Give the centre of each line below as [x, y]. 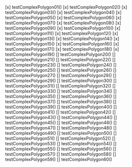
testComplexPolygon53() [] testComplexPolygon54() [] [61, 144]
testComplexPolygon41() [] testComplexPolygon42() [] [61, 112]
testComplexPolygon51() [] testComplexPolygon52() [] [60, 138]
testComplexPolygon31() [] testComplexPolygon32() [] [61, 86]
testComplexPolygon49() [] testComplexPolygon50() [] [61, 133]
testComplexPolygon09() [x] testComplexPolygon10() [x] [63, 28]
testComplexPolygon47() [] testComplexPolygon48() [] [61, 128]
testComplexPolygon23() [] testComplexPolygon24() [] [61, 65]
